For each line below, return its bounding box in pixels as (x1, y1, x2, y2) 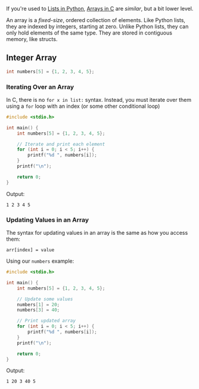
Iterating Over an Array (6, 83, 74, 91)
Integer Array (6, 53, 57, 63)
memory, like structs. (6, 36, 58, 42)
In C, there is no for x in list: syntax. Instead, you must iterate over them (6, 96, 192, 103)
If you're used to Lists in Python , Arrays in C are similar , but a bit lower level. (6, 5, 194, 12)
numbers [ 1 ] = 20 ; (17, 301, 60, 307)
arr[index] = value (6, 247, 55, 253)
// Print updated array (17, 318, 76, 324)
